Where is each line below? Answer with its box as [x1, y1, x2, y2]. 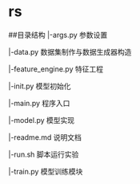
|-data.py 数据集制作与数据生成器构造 [8, 47, 132, 56]
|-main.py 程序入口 [8, 98, 70, 108]
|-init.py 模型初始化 [8, 81, 71, 91]
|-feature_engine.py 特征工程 [8, 63, 104, 74]
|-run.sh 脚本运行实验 [8, 149, 79, 159]
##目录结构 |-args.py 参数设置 [8, 30, 108, 39]
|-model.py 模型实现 [8, 115, 75, 125]
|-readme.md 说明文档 [8, 132, 82, 142]
